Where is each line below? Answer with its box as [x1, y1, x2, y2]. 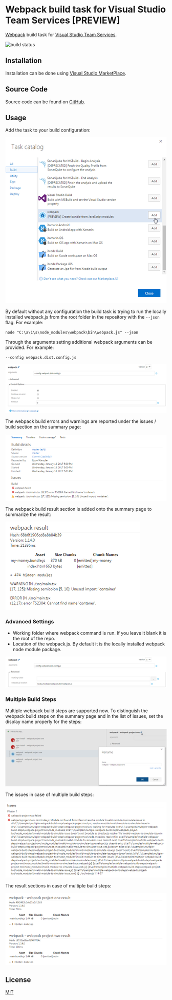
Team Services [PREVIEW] [5, 14, 120, 26]
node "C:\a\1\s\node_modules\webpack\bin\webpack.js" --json [5, 330, 139, 335]
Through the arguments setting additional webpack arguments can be [5, 339, 153, 345]
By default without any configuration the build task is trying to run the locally [5, 308, 166, 314]
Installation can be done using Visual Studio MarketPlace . [5, 70, 126, 76]
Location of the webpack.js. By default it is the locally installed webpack [12, 641, 165, 647]
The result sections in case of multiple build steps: [5, 883, 112, 889]
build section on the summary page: [5, 424, 81, 430]
